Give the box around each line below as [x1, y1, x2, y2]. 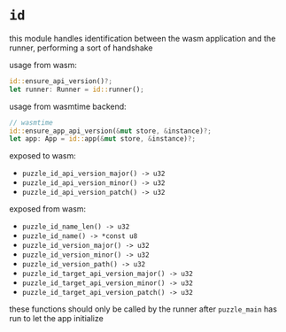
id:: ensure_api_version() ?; [9, 76, 113, 86]
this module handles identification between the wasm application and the [9, 33, 276, 43]
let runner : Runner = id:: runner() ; [9, 85, 144, 94]
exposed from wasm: [9, 204, 87, 214]
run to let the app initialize [9, 313, 104, 324]
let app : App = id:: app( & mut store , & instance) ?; [9, 135, 197, 143]
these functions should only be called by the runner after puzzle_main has [9, 304, 277, 314]
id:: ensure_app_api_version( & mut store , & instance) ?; [9, 127, 213, 135]
